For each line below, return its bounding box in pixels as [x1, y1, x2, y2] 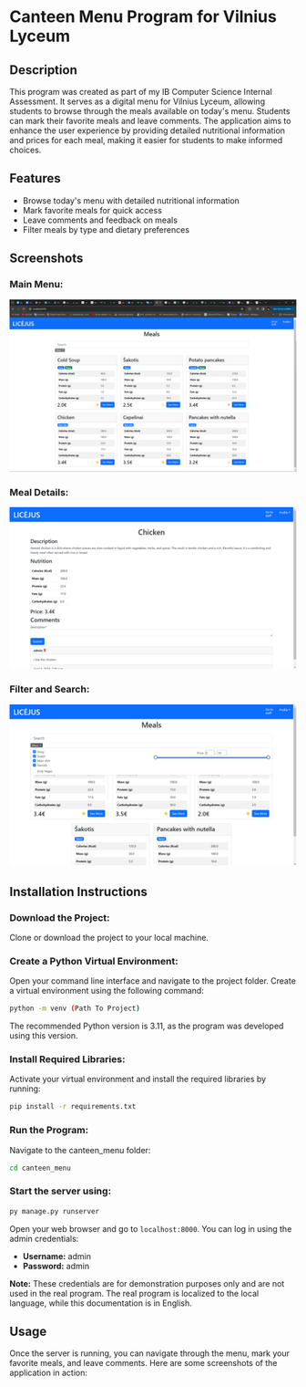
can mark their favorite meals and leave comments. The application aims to [9, 116, 291, 126]
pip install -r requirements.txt [9, 1102, 137, 1111]
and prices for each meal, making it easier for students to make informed [9, 135, 283, 145]
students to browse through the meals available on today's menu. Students [9, 106, 291, 116]
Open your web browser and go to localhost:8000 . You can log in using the [9, 1223, 292, 1234]
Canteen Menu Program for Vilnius [9, 6, 278, 27]
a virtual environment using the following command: [9, 985, 205, 996]
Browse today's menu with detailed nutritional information [22, 194, 240, 206]
